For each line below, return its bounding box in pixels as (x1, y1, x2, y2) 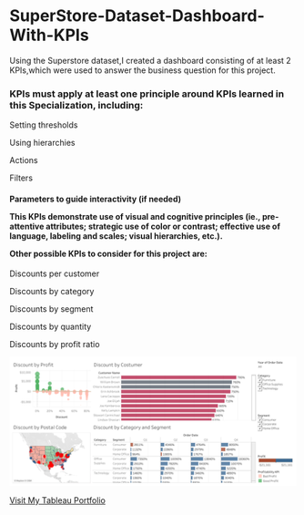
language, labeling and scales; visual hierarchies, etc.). (9, 230, 223, 242)
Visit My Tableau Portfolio (9, 494, 106, 506)
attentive (9, 221, 45, 232)
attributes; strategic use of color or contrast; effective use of (45, 221, 280, 232)
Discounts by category (9, 286, 95, 297)
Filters (9, 172, 34, 183)
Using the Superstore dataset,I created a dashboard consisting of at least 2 (9, 55, 291, 66)
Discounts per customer (9, 268, 100, 279)
